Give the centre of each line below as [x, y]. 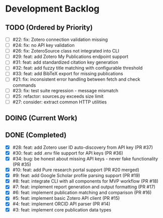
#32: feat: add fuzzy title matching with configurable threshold [77, 68]
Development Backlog [52, 9]
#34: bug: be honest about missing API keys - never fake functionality [85, 159]
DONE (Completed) [36, 135]
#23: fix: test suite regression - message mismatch [65, 90]
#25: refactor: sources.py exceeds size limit [58, 96]
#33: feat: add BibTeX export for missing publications [68, 74]
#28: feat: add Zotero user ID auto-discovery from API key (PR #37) [83, 147]
